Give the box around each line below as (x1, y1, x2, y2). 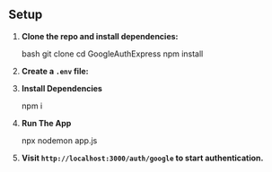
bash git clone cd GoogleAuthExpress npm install (21, 48, 204, 59)
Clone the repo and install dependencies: (21, 30, 179, 41)
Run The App (21, 117, 72, 128)
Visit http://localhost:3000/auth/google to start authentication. (21, 152, 264, 163)
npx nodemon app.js (21, 134, 98, 146)
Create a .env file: (21, 65, 89, 76)
